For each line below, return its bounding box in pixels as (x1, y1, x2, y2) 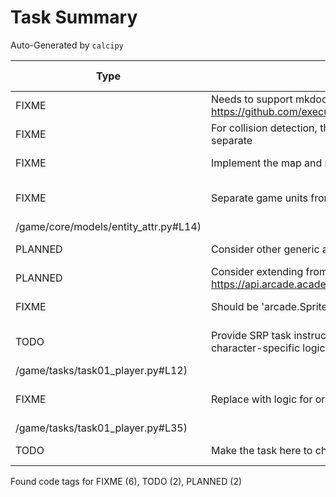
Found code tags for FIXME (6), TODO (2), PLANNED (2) (10, 475, 243, 487)
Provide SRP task (210, 328, 292, 342)
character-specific (210, 341, 301, 355)
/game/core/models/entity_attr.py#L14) (15, 219, 202, 233)
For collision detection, (210, 121, 318, 135)
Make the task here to (210, 443, 313, 457)
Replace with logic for (210, 392, 313, 406)
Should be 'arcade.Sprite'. (210, 299, 333, 313)
